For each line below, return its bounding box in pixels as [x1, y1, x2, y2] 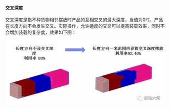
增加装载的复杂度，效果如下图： [9, 29, 76, 35]
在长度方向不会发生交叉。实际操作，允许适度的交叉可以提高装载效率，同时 [5, 23, 160, 29]
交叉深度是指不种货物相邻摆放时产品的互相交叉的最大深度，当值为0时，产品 [5, 17, 163, 23]
